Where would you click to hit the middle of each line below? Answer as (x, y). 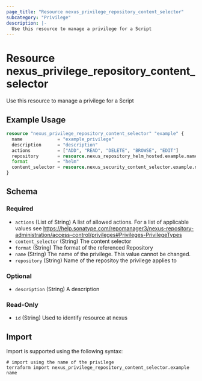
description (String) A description (57, 289)
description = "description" (55, 145)
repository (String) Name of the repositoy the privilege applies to (96, 260)
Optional (19, 276)
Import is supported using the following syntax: (65, 351)
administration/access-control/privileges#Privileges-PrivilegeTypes (98, 235)
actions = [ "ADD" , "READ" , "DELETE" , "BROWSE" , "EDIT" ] (95, 150)
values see (28, 228)
